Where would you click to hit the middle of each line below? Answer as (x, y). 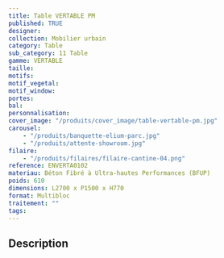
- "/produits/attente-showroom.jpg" (85, 143)
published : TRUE (35, 23)
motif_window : (32, 91)
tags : (17, 210)
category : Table (35, 46)
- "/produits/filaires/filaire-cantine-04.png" (104, 158)
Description (38, 243)
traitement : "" (34, 203)
